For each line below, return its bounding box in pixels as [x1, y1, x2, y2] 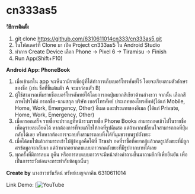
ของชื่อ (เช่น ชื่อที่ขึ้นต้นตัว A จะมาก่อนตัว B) [14, 84, 101, 91]
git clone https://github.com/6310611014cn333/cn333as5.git [14, 35, 162, 42]
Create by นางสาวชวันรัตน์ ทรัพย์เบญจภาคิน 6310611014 [6, 169, 126, 176]
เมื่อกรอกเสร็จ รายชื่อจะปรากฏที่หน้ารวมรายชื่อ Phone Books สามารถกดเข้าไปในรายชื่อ [14, 117, 187, 125]
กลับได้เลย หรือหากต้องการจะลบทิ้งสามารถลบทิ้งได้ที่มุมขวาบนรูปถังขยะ [14, 131, 151, 138]
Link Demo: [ [6, 181, 37, 188]
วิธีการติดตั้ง [6, 23, 29, 30]
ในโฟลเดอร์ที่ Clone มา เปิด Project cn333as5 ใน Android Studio [14, 41, 161, 48]
